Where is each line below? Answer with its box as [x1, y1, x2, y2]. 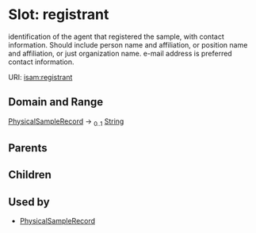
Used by [8, 195, 50, 208]
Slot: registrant [8, 6, 109, 24]
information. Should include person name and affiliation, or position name [8, 40, 248, 49]
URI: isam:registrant [8, 72, 73, 82]
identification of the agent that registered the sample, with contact [8, 32, 224, 41]
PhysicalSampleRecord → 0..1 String [8, 116, 124, 128]
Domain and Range [8, 95, 104, 109]
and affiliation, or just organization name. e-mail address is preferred [8, 48, 232, 58]
